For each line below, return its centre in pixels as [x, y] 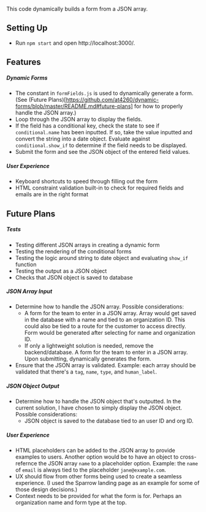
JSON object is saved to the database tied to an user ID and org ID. [109, 421]
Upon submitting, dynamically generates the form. [88, 359]
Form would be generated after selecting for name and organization [110, 333]
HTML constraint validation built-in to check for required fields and [99, 188]
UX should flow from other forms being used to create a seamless [98, 476]
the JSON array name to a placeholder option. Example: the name [118, 464]
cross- [188, 457]
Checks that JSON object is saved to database [74, 277]
